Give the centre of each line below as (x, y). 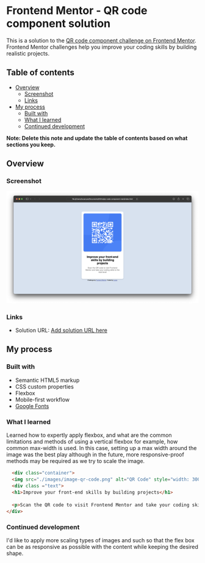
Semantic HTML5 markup (47, 380)
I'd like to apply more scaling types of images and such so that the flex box (100, 540)
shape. (15, 553)
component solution (59, 23)
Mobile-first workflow (42, 400)
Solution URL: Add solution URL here (61, 331)
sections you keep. (31, 145)
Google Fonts (32, 406)
